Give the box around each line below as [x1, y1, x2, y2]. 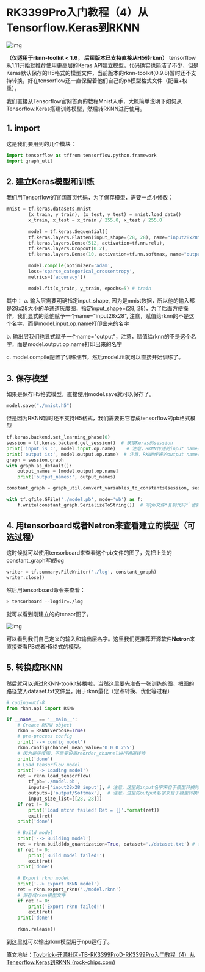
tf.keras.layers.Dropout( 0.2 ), [28, 245, 108, 252]
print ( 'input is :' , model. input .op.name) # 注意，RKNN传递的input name [6, 445, 198, 452]
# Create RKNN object [17, 722, 72, 728]
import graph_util [6, 158, 53, 164]
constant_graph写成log [6, 556, 64, 564]
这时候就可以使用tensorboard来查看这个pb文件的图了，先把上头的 [6, 549, 172, 556]
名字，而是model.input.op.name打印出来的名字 [11, 320, 129, 327]
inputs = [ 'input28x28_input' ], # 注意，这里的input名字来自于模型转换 [28, 785, 195, 791]
